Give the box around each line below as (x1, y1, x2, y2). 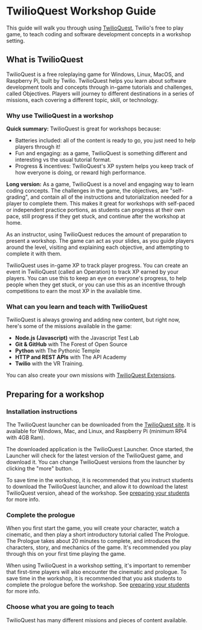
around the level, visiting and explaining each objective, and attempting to (6, 243, 190, 251)
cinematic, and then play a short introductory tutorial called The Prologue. (6, 531, 190, 538)
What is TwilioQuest (6, 54, 84, 65)
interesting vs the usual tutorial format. (14, 156, 112, 164)
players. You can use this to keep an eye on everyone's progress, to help (6, 275, 187, 282)
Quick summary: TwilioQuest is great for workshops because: (6, 125, 162, 132)
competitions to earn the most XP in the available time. (6, 288, 142, 295)
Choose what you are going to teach (6, 603, 115, 611)
